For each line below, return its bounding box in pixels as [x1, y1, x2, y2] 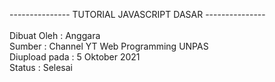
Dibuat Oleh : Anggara [9, 30, 101, 41]
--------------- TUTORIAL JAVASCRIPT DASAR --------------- [9, 9, 266, 20]
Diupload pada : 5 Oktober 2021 [9, 51, 141, 63]
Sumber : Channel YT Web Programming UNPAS [9, 40, 209, 52]
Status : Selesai [9, 62, 73, 73]
